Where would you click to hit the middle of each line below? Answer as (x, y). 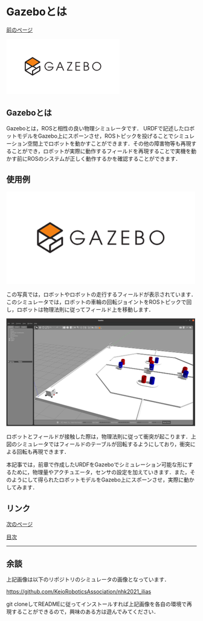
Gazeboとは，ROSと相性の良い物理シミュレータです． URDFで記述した (95, 129)
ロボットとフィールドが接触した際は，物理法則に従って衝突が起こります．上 (101, 437)
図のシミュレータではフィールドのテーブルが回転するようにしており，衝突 (98, 444)
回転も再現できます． (43, 452)
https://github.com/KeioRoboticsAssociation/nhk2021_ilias (79, 592)
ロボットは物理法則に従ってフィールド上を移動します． (85, 309)
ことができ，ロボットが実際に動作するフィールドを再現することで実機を (101, 151)
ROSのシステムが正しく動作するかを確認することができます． (104, 159)
